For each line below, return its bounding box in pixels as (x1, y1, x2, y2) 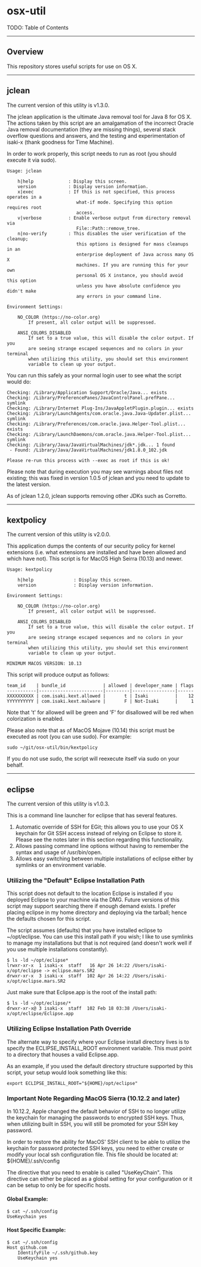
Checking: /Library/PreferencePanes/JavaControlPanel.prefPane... (7, 395, 175, 401)
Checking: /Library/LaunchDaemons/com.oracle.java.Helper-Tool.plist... (7, 431, 191, 437)
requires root (7, 204, 42, 210)
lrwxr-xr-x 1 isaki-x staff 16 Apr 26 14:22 (7, 962, 130, 968)
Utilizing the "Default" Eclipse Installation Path (7, 877, 145, 885)
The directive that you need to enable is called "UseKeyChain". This (7, 1169, 173, 1176)
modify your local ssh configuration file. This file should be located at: (7, 1151, 178, 1158)
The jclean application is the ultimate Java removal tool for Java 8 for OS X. (7, 113, 192, 120)
